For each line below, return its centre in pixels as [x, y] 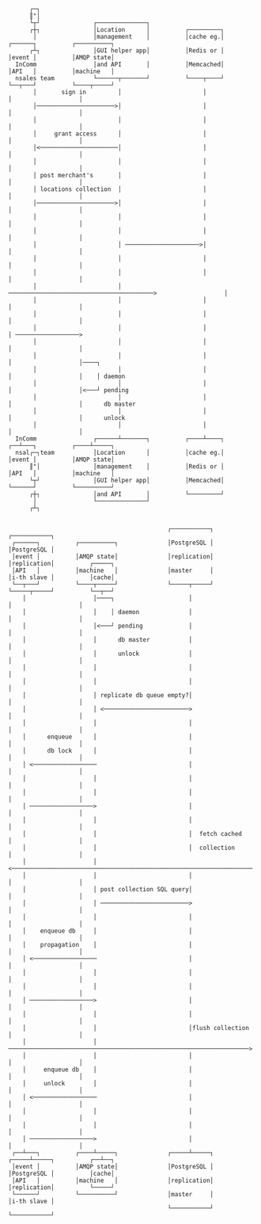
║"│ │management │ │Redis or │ [127, 467]
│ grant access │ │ [120, 134]
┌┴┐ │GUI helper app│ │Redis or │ [127, 51]
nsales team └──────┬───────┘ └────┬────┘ [120, 78]
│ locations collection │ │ [120, 189]
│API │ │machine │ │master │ [113, 570]
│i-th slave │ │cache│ [61, 578]
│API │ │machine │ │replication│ [113, 1180]
